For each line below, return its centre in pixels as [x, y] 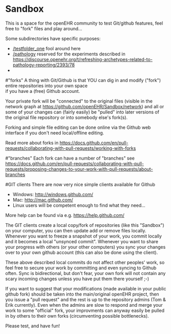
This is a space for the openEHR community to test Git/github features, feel [84, 23]
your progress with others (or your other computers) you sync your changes [86, 247]
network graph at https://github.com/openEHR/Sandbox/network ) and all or [85, 106]
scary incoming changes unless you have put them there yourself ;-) [77, 279]
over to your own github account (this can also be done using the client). [82, 252]
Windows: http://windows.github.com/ [53, 194]
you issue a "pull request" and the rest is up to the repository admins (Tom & [86, 299]
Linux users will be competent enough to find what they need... [79, 205]
